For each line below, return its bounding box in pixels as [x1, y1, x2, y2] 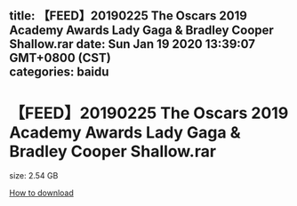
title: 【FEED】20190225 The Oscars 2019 [9, 8, 247, 24]
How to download [9, 187, 74, 198]
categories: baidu [9, 65, 109, 80]
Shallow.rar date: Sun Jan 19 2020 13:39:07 [9, 36, 256, 51]
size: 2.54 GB [9, 170, 59, 181]
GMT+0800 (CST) [9, 51, 111, 66]
